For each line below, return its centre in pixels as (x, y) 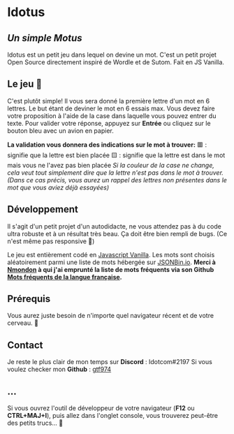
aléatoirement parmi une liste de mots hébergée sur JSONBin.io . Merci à (112, 262)
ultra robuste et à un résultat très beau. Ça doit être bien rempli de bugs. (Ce (117, 233)
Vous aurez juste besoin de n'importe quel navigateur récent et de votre (111, 316)
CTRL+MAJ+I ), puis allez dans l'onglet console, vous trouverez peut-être (113, 416)
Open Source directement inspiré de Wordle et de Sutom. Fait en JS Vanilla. (116, 62)
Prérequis (29, 299)
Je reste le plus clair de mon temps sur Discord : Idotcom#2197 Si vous (110, 362)
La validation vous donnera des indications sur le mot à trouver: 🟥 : (107, 145)
